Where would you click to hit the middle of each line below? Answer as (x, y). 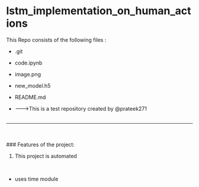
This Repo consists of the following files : (56, 40)
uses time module (36, 179)
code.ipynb (28, 63)
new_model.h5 (33, 86)
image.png (28, 74)
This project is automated (46, 156)
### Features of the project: (41, 144)
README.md (30, 97)
